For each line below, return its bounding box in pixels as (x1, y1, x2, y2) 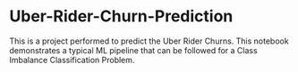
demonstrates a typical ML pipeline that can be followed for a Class (9, 44, 258, 55)
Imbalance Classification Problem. (9, 54, 135, 65)
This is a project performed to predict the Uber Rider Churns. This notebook (9, 36, 289, 46)
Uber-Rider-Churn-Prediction (9, 6, 234, 27)
